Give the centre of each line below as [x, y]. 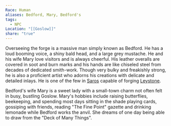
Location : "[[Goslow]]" [31, 29]
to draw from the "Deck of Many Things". [49, 118]
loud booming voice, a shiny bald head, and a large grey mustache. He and [84, 54]
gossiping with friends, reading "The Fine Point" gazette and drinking [78, 107]
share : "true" [20, 34]
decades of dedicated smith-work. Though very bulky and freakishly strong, [86, 70]
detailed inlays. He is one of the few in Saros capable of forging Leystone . [83, 81]
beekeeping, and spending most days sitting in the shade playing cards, [81, 102]
